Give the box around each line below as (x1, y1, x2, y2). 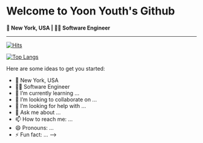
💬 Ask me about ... (14, 109, 61, 116)
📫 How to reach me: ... (14, 115, 73, 122)
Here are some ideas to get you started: (6, 65, 106, 72)
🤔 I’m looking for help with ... (14, 102, 86, 109)
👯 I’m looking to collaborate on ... (14, 95, 97, 103)
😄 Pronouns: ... (14, 124, 54, 131)
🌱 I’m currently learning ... (14, 89, 80, 97)
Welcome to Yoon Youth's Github (6, 4, 175, 18)
